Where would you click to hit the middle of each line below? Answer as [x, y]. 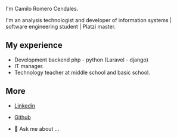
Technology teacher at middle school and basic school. [82, 72]
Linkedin [25, 105]
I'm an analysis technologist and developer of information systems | [89, 20]
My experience [34, 45]
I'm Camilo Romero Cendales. [42, 9]
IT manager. [29, 66]
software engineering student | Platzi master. [61, 27]
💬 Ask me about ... [37, 128]
